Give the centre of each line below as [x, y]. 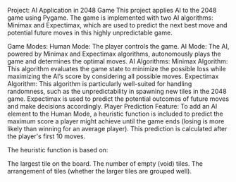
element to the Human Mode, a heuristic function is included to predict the [115, 114]
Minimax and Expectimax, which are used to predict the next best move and [117, 25]
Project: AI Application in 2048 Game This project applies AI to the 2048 [112, 10]
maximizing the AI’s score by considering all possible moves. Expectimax [113, 76]
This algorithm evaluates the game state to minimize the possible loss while [117, 69]
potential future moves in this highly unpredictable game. [90, 32]
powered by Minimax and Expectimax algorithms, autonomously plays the [114, 54]
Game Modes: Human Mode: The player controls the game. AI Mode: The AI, [118, 46]
